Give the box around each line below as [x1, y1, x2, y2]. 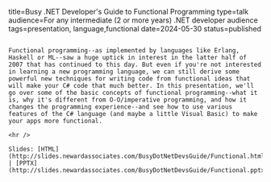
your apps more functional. [8, 117, 103, 125]
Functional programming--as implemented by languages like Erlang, [8, 47, 240, 55]
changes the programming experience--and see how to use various [8, 103, 232, 111]
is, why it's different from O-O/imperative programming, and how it [8, 96, 248, 104]
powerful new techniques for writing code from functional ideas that [8, 75, 251, 83]
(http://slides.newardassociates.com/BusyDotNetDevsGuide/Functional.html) [8, 152, 269, 160]
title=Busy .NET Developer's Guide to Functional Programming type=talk [8, 7, 248, 16]
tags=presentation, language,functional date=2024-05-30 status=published [8, 24, 262, 33]
